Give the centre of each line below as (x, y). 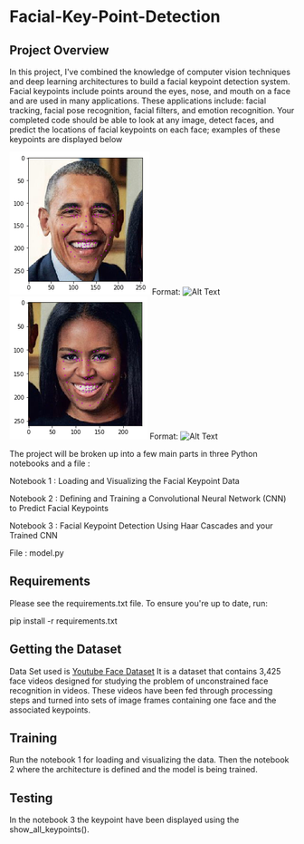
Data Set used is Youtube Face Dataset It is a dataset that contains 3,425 (145, 671)
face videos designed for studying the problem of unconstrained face (139, 681)
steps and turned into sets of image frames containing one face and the (143, 700)
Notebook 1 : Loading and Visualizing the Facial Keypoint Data (124, 481)
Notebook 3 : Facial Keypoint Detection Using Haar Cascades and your (141, 526)
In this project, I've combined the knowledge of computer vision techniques (150, 72)
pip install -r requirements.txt (63, 621)
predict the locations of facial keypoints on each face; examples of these (145, 130)
